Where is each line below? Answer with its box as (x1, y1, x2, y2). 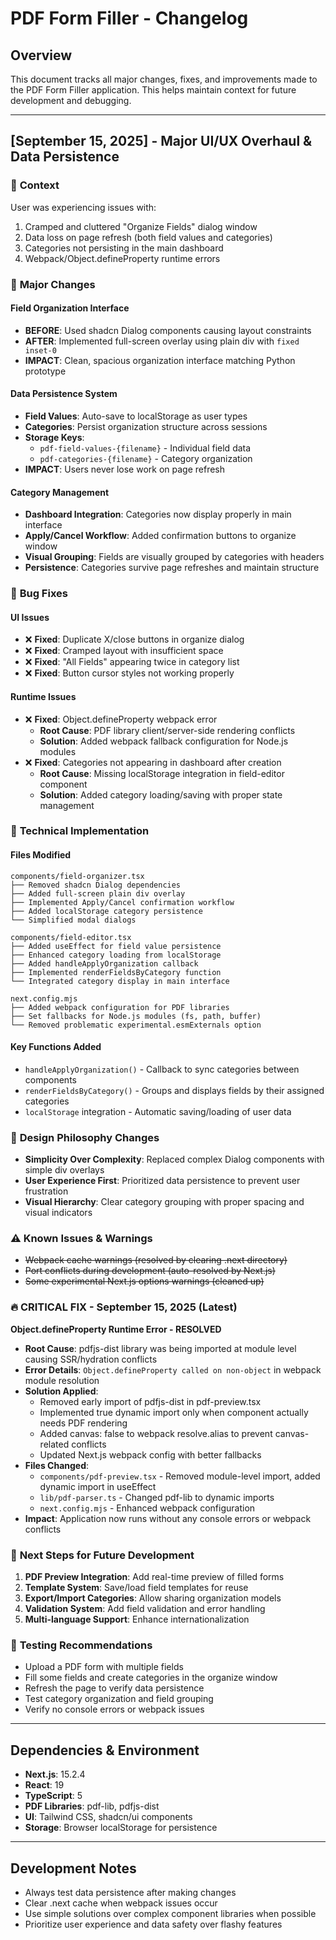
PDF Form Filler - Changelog (10, 7, 249, 30)
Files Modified (10, 849, 72, 861)
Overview (10, 47, 73, 64)
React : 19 (24, 1779, 65, 1791)
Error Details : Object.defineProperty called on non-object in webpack (24, 1363, 322, 1376)
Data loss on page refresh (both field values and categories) (24, 231, 273, 243)
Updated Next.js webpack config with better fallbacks (39, 1448, 262, 1461)
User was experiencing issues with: (10, 201, 157, 213)
